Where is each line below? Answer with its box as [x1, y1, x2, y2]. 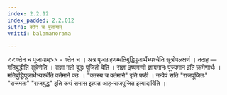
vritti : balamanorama [7, 30, 72, 37]
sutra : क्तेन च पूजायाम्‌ [7, 23, 62, 30]
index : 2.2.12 [7, 10, 50, 18]
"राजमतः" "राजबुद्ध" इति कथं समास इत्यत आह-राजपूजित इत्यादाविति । [7, 79, 167, 88]
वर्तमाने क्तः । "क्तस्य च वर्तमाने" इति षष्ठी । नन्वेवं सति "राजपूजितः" [55, 71, 208, 80]
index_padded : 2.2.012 [7, 17, 74, 24]
